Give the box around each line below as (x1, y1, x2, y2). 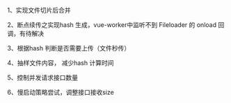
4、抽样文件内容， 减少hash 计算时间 (7, 59, 114, 67)
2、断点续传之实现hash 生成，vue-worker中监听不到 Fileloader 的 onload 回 (7, 21, 225, 29)
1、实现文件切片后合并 (7, 6, 71, 14)
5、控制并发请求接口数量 (7, 73, 79, 82)
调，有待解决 (7, 30, 44, 37)
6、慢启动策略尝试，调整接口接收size (7, 88, 115, 96)
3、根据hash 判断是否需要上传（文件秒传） (7, 44, 131, 52)
